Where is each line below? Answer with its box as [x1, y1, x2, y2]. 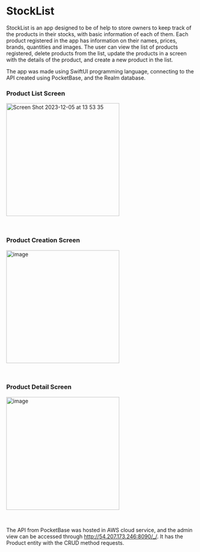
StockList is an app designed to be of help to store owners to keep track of [6, 24, 192, 31]
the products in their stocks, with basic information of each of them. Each [6, 30, 189, 37]
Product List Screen [6, 89, 65, 98]
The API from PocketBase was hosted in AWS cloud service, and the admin [6, 526, 193, 533]
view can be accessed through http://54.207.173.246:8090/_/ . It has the [6, 533, 184, 540]
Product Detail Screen [6, 383, 72, 391]
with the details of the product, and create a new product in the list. [6, 56, 173, 63]
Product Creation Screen [6, 236, 80, 244]
